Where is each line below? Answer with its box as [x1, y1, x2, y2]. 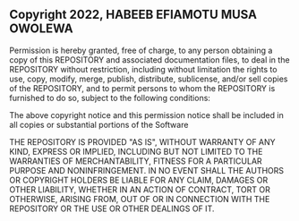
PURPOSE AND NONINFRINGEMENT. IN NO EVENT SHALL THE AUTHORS [9, 165, 285, 175]
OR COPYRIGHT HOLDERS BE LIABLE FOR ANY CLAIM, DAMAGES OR [9, 174, 269, 185]
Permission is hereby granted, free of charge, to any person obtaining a [9, 45, 273, 55]
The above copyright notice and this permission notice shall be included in [9, 109, 284, 120]
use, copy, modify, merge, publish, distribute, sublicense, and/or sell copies [9, 73, 288, 84]
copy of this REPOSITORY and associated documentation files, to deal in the [9, 54, 290, 65]
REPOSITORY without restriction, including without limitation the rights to [9, 64, 278, 74]
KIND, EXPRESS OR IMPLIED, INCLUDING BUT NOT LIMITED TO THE [9, 146, 263, 157]
